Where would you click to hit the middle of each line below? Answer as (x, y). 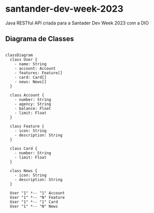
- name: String (31, 64)
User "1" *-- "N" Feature (37, 197)
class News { (24, 171)
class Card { (24, 148)
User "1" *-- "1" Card (34, 202)
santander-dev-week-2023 (64, 9)
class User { (24, 59)
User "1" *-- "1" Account (37, 193)
